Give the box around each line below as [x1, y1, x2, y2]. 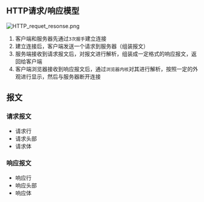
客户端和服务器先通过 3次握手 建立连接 [15, 35, 107, 42]
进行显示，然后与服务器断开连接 [20, 72, 101, 80]
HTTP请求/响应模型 [6, 5, 80, 16]
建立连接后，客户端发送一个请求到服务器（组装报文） [15, 42, 149, 50]
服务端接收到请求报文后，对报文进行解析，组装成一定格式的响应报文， [15, 50, 192, 57]
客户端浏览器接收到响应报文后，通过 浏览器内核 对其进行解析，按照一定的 [15, 65, 193, 72]
